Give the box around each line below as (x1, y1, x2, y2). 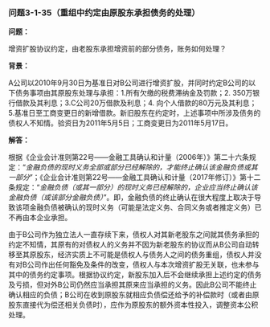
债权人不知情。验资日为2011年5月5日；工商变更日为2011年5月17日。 (8, 118, 233, 128)
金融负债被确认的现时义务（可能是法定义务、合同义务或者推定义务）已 (29, 202, 262, 212)
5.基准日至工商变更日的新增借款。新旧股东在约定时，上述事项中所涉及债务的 (8, 108, 261, 118)
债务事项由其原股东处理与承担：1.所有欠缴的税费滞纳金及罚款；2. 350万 (14, 88, 253, 98)
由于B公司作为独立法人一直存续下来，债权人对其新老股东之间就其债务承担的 (8, 230, 260, 239)
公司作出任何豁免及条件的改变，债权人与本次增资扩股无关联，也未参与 (27, 260, 260, 270)
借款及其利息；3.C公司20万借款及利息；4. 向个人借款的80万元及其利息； (14, 98, 257, 108)
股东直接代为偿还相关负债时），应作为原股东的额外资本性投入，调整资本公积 (8, 300, 259, 310)
